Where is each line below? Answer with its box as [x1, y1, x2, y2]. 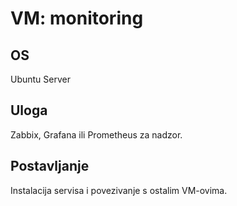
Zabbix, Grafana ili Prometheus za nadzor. [10, 128, 183, 141]
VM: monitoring [10, 7, 144, 30]
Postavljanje [10, 158, 90, 175]
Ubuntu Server [10, 73, 71, 85]
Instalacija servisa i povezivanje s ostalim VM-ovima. [10, 184, 228, 196]
